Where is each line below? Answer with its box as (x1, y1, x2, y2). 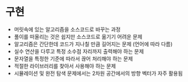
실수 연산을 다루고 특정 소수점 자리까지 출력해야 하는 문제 (13, 47, 144, 54)
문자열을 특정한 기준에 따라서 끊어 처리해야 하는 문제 (13, 55, 133, 62)
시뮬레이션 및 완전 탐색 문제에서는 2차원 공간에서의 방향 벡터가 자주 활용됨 (13, 70, 183, 77)
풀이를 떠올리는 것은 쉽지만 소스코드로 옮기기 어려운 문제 (13, 33, 143, 40)
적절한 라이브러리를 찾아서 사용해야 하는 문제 (13, 62, 117, 69)
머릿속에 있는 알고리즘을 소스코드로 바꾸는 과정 (13, 26, 121, 33)
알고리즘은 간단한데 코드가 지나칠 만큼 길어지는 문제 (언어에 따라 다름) (13, 40, 173, 47)
